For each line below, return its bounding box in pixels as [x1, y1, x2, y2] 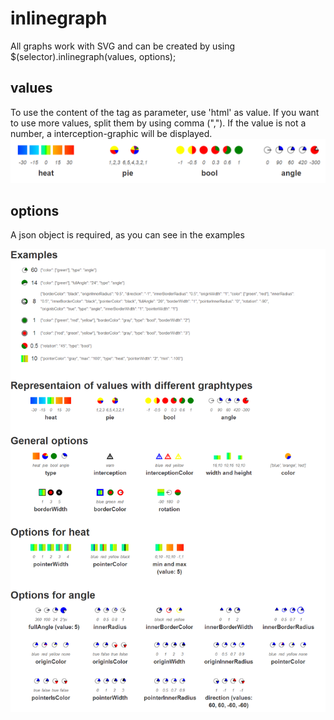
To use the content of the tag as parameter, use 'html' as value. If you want [10, 106, 320, 118]
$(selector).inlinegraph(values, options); [10, 50, 177, 62]
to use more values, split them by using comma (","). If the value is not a [10, 117, 307, 129]
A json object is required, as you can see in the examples [10, 229, 245, 241]
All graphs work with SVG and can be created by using [10, 40, 236, 52]
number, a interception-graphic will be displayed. [10, 127, 213, 139]
